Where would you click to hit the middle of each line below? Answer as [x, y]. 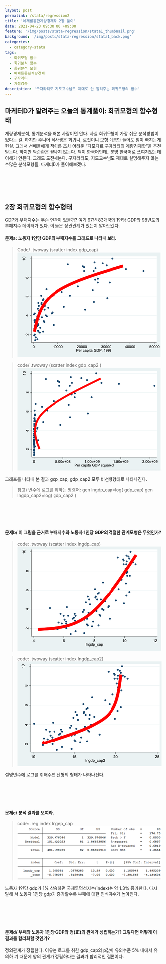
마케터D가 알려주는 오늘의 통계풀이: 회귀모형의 [72, 111]
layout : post [19, 10]
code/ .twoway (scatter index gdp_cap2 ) [59, 365]
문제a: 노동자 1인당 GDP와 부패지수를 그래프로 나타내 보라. [61, 238]
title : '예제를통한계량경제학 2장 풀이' [41, 21]
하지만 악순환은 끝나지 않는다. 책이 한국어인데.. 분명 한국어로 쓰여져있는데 [90, 152]
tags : [11, 52]
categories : [17, 42]
